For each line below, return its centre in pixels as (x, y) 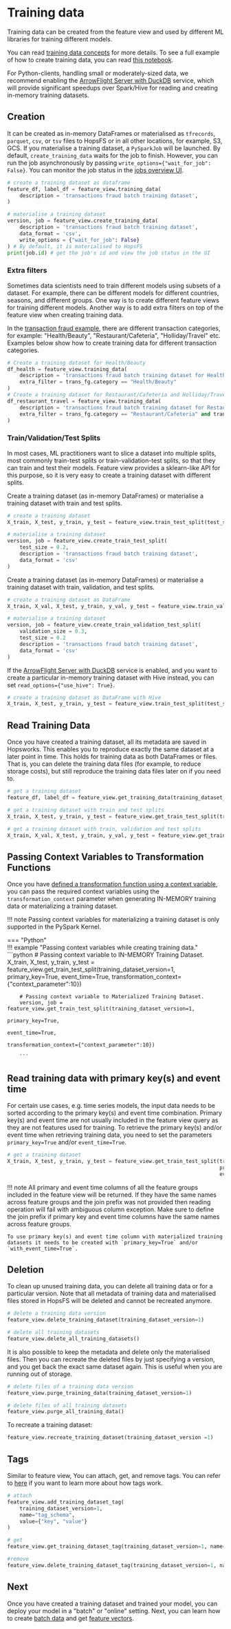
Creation (26, 117)
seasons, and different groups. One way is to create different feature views (113, 300)
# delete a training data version (57, 1314)
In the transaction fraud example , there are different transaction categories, (114, 328)
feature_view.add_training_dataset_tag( (66, 1502)
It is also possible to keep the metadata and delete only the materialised (109, 1352)
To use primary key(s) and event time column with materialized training (115, 1236)
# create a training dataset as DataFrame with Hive (84, 698)
